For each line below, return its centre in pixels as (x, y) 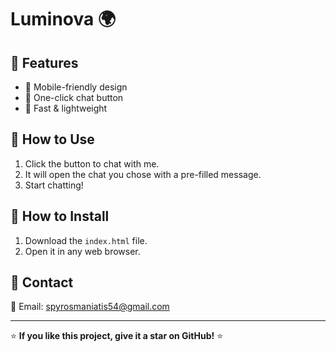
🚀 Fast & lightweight (66, 108)
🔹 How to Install (60, 216)
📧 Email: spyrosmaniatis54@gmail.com (90, 307)
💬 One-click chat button (74, 97)
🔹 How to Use (52, 139)
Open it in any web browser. (82, 251)
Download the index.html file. (86, 240)
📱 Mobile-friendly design (76, 87)
